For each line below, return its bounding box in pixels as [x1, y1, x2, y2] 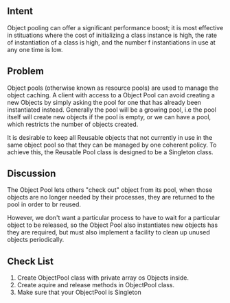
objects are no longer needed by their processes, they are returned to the [7, 193, 215, 202]
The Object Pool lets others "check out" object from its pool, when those [7, 186, 213, 194]
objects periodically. [7, 236, 65, 244]
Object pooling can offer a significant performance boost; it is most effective [7, 23, 224, 32]
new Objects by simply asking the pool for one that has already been [7, 98, 201, 106]
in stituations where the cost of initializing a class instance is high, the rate [7, 31, 218, 39]
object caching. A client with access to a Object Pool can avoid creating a [7, 90, 215, 99]
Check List [7, 255, 54, 267]
